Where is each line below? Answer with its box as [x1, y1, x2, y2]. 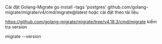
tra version [5, 24, 27, 30]
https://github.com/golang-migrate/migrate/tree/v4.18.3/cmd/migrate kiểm [5, 19, 157, 24]
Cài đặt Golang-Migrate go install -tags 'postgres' [5, 4, 107, 10]
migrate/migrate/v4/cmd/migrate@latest [5, 9, 88, 15]
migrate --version [5, 34, 41, 39]
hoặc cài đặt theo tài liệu [88, 9, 139, 15]
